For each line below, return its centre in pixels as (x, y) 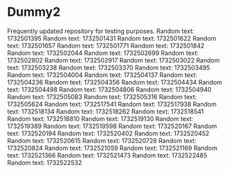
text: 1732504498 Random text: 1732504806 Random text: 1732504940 (110, 89)
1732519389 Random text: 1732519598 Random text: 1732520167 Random (112, 126)
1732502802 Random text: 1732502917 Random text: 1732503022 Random (113, 60)
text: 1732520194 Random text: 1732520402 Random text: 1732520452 (108, 133)
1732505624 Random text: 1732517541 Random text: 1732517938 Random (112, 104)
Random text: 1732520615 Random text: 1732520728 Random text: (102, 140)
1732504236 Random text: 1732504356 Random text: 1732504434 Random (115, 82)
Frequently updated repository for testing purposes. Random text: (101, 31)
